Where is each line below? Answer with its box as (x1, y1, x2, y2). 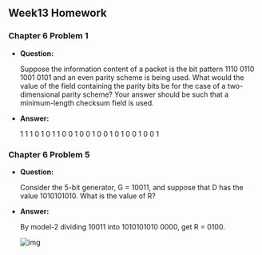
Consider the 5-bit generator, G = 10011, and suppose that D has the (19, 182, 244, 192)
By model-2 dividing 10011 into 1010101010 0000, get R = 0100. (19, 221, 225, 231)
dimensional (19, 90, 61, 99)
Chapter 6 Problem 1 (8, 30, 89, 42)
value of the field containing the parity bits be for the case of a (19, 81, 226, 90)
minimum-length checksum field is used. (19, 98, 154, 107)
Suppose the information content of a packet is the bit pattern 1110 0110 (19, 64, 255, 74)
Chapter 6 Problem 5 (8, 149, 90, 160)
